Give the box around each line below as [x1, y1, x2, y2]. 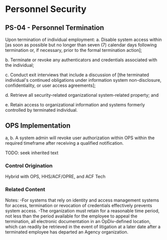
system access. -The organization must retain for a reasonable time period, [5, 208, 160, 214]
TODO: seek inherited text [5, 150, 59, 156]
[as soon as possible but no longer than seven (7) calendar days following [5, 42, 157, 48]
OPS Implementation [5, 121, 71, 130]
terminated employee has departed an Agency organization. [5, 229, 129, 235]
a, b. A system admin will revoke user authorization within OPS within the [5, 135, 155, 141]
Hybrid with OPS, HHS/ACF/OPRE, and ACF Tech [5, 174, 106, 180]
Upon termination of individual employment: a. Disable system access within [5, 36, 162, 42]
